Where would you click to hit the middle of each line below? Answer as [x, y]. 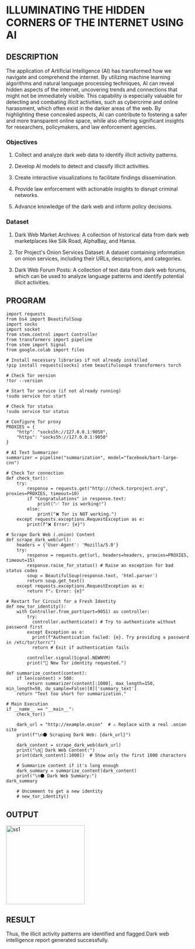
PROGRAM [26, 301]
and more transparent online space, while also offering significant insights [95, 121]
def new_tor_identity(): [36, 607]
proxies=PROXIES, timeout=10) [43, 494]
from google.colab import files [45, 350]
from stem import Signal [36, 345]
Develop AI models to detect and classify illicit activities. [82, 166]
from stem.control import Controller [52, 335]
